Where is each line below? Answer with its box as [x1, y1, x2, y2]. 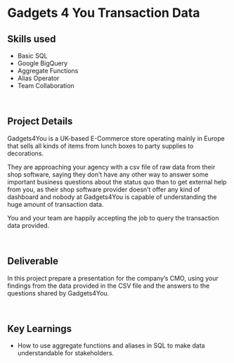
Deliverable [7, 255, 58, 267]
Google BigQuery [17, 59, 68, 68]
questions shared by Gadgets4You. [7, 288, 110, 297]
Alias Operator [17, 74, 60, 82]
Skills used [7, 33, 56, 45]
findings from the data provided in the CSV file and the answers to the [7, 281, 210, 290]
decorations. [7, 149, 44, 158]
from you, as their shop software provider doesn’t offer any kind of [7, 185, 200, 193]
